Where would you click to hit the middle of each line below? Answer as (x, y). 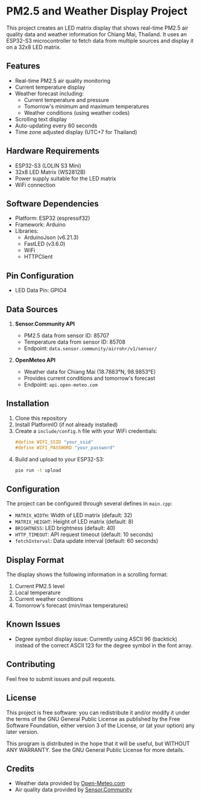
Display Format (35, 560)
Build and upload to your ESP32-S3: (60, 459)
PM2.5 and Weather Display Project (97, 11)
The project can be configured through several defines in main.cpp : (89, 504)
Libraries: (27, 231)
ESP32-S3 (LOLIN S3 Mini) (48, 165)
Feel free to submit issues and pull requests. (61, 679)
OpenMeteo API (35, 360)
